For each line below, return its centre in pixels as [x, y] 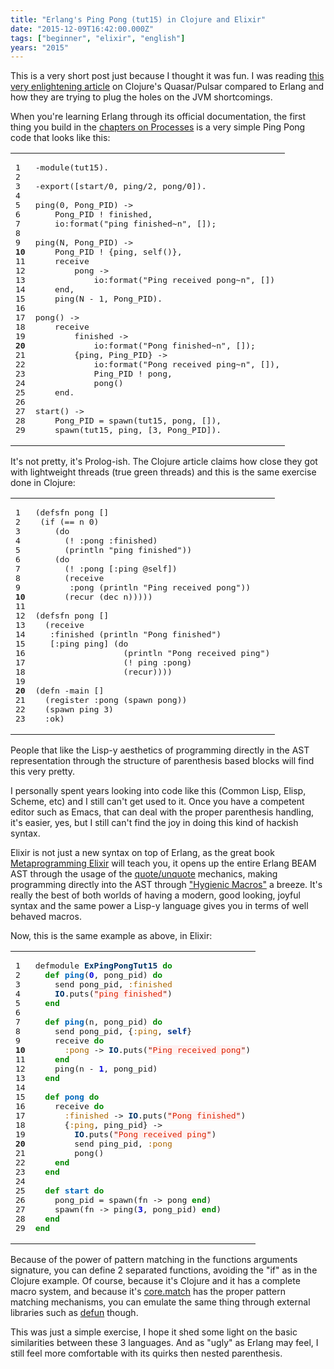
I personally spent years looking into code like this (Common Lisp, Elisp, [158, 791]
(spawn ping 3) [79, 709]
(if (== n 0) [69, 522]
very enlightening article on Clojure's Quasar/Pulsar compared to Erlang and [167, 87]
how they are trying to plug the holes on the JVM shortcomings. [141, 97]
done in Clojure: [43, 483]
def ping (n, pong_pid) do [103, 1022]
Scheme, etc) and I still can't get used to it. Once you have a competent [157, 802]
